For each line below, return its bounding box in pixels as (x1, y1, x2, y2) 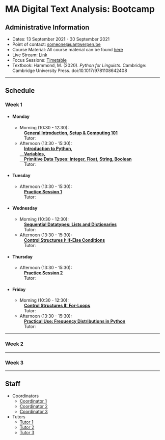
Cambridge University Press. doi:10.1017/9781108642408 (12, 68, 128, 73)
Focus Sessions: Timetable (12, 57, 67, 63)
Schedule (5, 86, 35, 95)
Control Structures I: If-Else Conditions (24, 237, 105, 243)
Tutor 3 (19, 429, 34, 435)
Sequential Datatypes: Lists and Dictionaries (24, 221, 117, 227)
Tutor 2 (19, 424, 34, 430)
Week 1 (5, 101, 23, 108)
